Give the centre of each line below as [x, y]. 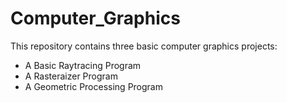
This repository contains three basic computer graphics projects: [144, 46]
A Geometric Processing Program [93, 86]
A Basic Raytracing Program [83, 65]
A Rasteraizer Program [71, 76]
